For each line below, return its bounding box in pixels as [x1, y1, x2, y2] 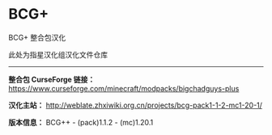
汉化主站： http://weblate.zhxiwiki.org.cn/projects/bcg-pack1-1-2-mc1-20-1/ [8, 100, 263, 110]
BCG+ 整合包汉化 [8, 32, 66, 42]
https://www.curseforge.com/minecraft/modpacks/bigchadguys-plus [8, 83, 240, 93]
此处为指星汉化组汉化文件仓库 [8, 49, 108, 59]
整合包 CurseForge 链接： [8, 74, 96, 84]
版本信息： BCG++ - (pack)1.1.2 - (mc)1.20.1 [8, 117, 154, 127]
